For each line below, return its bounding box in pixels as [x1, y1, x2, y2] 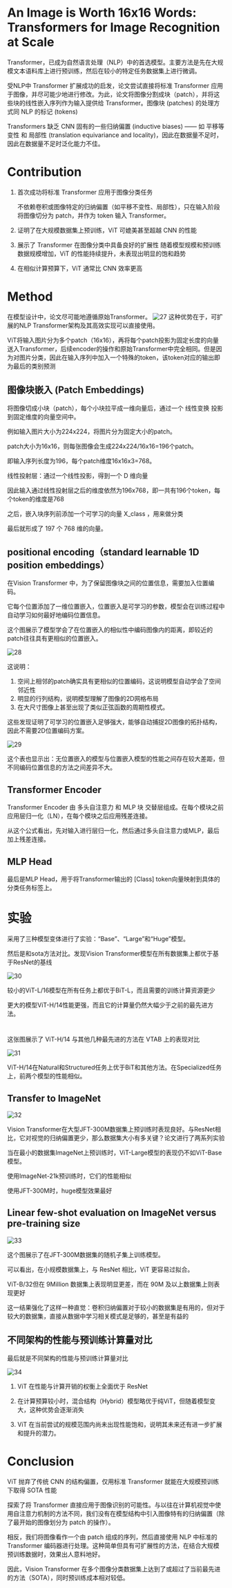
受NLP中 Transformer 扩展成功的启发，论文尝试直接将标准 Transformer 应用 [7, 81, 223, 89]
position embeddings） [7, 560, 110, 571]
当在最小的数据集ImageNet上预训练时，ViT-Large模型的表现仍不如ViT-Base [7, 1148, 222, 1157]
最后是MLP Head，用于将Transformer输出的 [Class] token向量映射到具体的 [7, 875, 220, 884]
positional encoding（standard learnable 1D [7, 546, 200, 558]
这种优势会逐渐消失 [29, 1405, 84, 1413]
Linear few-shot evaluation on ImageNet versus [7, 1207, 217, 1219]
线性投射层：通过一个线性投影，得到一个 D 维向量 [7, 471, 148, 479]
